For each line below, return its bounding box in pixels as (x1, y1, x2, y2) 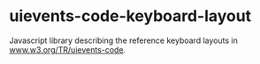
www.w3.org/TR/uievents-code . (9, 44, 126, 54)
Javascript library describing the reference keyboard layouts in (9, 35, 239, 46)
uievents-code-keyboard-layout (9, 6, 252, 26)
